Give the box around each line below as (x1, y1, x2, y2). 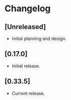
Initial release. (11, 63, 40, 69)
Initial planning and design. (11, 35, 67, 41)
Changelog (4, 3, 51, 14)
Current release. (11, 90, 45, 96)
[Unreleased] (4, 23, 46, 31)
